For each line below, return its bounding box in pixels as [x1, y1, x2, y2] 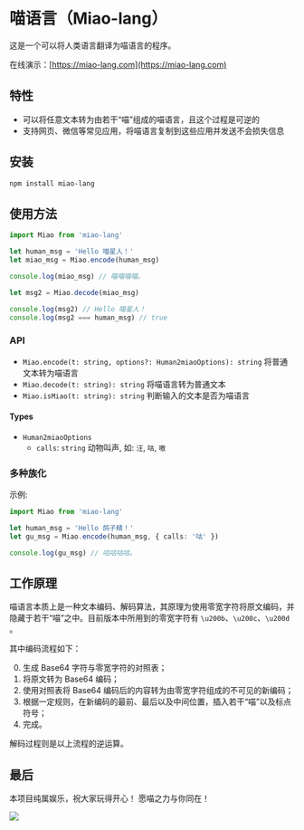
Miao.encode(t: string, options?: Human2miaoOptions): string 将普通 [22, 356, 289, 367]
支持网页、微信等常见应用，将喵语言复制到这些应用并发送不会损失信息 [22, 125, 285, 136]
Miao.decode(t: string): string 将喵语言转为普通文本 [22, 378, 226, 389]
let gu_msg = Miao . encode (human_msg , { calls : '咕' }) [9, 531, 219, 541]
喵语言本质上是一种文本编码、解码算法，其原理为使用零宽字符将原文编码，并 [9, 601, 295, 612]
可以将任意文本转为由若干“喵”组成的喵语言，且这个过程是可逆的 [22, 114, 261, 125]
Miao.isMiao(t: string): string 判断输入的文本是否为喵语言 [22, 390, 251, 401]
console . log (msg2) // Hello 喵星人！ [9, 304, 147, 313]
